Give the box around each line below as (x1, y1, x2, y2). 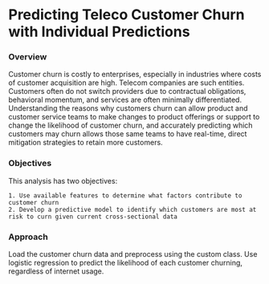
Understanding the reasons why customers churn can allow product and (8, 103, 248, 113)
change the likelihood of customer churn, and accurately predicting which (8, 120, 253, 130)
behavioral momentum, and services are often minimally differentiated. (8, 95, 243, 105)
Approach (8, 231, 48, 242)
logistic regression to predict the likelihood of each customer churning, (8, 258, 243, 268)
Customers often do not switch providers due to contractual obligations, (8, 87, 247, 96)
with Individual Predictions (8, 22, 190, 41)
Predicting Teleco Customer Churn (8, 6, 245, 24)
